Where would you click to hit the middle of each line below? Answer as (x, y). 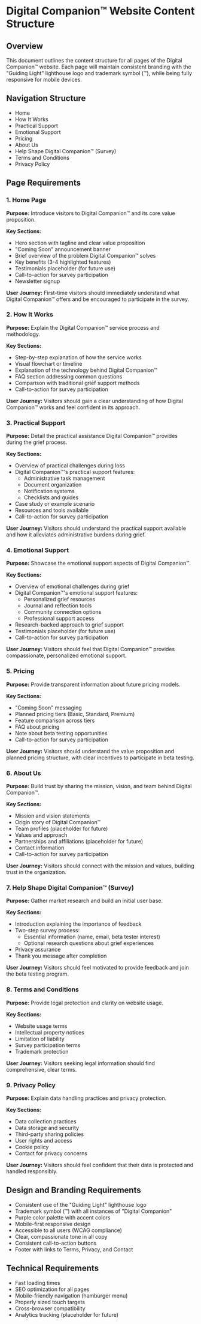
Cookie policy (32, 1147)
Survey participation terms (48, 1045)
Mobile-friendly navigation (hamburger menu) (71, 1295)
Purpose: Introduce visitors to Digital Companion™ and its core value (91, 213)
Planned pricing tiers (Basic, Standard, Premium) (75, 714)
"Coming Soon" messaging (48, 708)
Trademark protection (42, 1051)
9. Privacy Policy (31, 1085)
